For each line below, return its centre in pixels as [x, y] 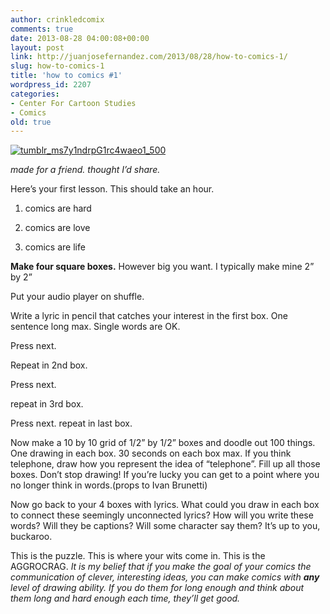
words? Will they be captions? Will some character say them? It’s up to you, [165, 526]
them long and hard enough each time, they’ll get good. [125, 598]
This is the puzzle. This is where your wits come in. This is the [138, 556]
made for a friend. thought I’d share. [85, 170]
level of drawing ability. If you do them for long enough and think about [157, 588]
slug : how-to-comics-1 [57, 66]
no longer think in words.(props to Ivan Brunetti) [109, 485]
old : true [31, 122]
